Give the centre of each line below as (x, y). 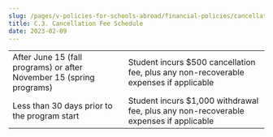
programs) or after (48, 67)
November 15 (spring (54, 78)
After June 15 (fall (48, 58)
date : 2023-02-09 (38, 31)
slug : (17, 16)
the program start (46, 116)
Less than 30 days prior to (63, 106)
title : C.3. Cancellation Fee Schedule (76, 24)
